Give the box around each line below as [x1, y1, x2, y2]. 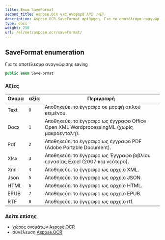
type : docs [5, 21, 27, 26]
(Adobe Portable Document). [44, 144, 111, 150]
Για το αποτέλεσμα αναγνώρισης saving [5, 61, 88, 67]
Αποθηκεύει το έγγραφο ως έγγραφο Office [44, 118, 146, 124]
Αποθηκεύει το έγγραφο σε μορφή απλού [44, 103, 141, 110]
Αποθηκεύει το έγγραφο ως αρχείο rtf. [44, 198, 134, 205]
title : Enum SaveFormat [5, 7, 54, 12]
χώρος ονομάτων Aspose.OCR [12, 224, 75, 230]
